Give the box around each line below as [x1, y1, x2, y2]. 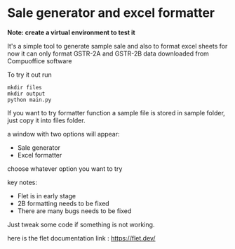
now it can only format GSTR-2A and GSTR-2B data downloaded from [7, 49, 209, 58]
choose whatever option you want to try [7, 164, 123, 173]
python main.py [7, 96, 52, 103]
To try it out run [7, 70, 53, 79]
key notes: [7, 178, 37, 186]
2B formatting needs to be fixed [17, 199, 110, 207]
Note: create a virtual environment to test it [7, 28, 135, 37]
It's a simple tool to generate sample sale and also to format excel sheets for [7, 41, 228, 50]
